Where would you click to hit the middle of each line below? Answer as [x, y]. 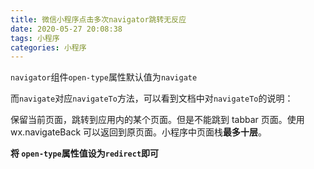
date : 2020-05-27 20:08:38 [66, 29]
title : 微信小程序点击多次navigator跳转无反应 [98, 19]
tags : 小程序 [35, 38]
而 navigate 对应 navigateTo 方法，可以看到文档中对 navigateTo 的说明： [152, 98]
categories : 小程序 [48, 47]
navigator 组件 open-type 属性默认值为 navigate [104, 77]
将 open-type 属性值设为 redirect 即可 [85, 153]
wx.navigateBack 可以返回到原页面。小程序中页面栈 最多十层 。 [139, 132]
